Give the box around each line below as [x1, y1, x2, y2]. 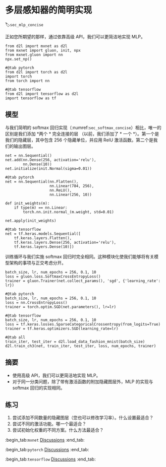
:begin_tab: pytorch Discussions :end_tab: [5, 447, 89, 453]
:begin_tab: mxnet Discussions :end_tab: [5, 437, 85, 443]
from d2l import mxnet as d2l [5, 43, 68, 49]
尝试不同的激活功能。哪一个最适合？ [12, 421, 87, 427]
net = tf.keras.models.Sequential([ [5, 231, 81, 236]
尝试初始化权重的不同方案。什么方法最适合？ [12, 427, 104, 433]
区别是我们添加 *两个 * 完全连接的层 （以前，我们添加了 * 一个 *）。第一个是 [5, 131, 160, 136]
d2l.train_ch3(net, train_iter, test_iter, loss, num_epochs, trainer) [5, 343, 156, 348]
